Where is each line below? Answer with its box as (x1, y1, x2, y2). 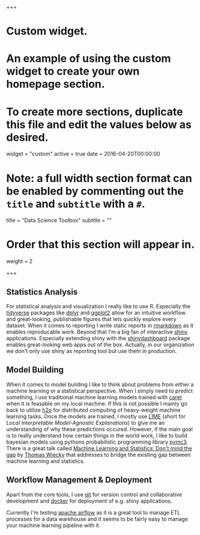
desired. (6, 130, 49, 144)
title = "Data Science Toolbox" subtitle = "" (6, 217, 112, 224)
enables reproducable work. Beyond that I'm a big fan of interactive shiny (6, 328, 188, 335)
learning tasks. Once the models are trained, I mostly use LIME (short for (6, 412, 186, 420)
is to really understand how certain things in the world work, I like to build (6, 432, 187, 439)
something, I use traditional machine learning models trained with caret (6, 393, 182, 400)
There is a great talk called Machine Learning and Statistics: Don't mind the (6, 444, 192, 451)
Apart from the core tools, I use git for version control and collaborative (6, 491, 182, 498)
